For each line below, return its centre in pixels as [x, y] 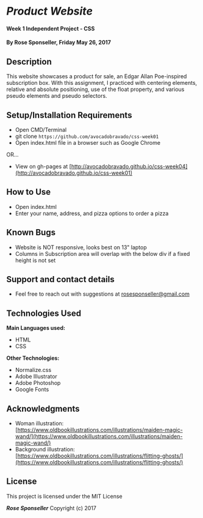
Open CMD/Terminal [41, 130]
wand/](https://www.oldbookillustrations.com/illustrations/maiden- [99, 436]
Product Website [50, 11]
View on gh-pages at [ [43, 166]
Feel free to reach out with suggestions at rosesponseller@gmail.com [102, 294]
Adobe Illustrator [36, 376]
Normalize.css [33, 370]
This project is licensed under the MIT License [65, 496]
